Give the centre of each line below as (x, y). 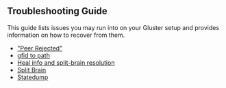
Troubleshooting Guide (57, 11)
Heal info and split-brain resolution (66, 62)
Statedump (33, 77)
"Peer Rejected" (40, 48)
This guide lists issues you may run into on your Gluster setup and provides (113, 27)
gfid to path (33, 55)
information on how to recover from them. (66, 35)
